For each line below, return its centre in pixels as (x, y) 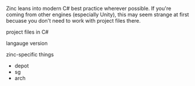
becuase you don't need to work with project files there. (74, 21)
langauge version (27, 43)
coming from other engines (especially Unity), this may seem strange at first (97, 15)
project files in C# (27, 32)
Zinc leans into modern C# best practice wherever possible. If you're (89, 8)
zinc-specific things (30, 54)
